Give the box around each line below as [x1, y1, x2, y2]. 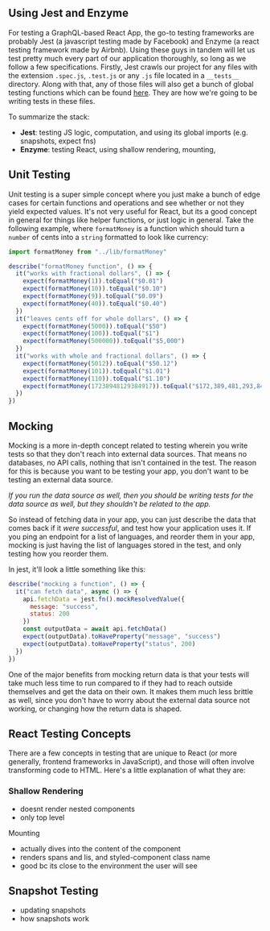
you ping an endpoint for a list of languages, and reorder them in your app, [8, 532, 256, 541]
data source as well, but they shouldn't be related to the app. [8, 499, 211, 508]
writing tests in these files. [8, 96, 96, 106]
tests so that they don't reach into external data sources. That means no [8, 449, 247, 458]
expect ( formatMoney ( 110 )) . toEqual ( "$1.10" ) [22, 374, 171, 383]
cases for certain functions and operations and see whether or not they [8, 197, 245, 208]
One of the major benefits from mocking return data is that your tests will [8, 669, 249, 679]
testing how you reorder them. [8, 548, 108, 558]
